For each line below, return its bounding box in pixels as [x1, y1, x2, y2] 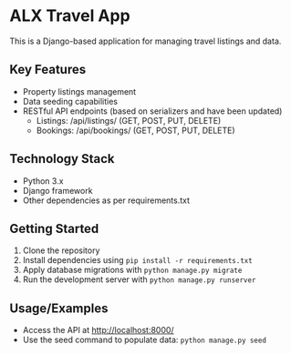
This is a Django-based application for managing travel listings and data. [9, 35, 282, 46]
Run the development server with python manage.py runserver [22, 274, 256, 285]
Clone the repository [22, 245, 100, 256]
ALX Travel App [9, 5, 130, 26]
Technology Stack [9, 151, 115, 167]
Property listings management [22, 86, 137, 96]
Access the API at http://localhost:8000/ [22, 325, 175, 336]
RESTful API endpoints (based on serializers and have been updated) [22, 106, 283, 116]
